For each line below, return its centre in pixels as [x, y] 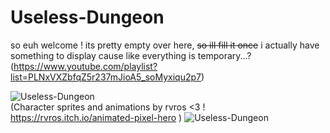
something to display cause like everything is [103, 55]
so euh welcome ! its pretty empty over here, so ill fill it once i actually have [165, 45]
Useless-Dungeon [87, 17]
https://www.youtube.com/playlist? [85, 66]
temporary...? [224, 55]
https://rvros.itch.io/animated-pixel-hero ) [96, 117]
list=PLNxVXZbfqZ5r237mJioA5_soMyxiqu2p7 [106, 77]
